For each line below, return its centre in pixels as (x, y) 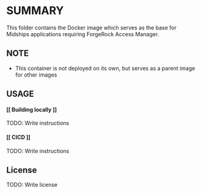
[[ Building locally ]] (31, 109)
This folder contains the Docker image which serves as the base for (92, 28)
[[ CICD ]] (18, 137)
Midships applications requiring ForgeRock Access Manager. (83, 34)
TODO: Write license (32, 185)
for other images (36, 75)
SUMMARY (35, 11)
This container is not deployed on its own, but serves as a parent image (105, 68)
